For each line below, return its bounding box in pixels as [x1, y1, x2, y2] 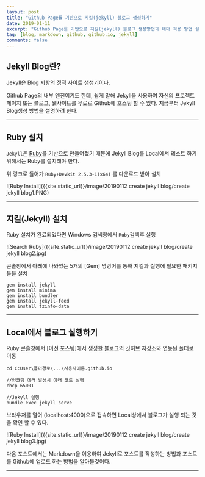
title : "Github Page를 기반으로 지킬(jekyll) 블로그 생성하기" [6, 15, 153, 21]
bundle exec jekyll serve [6, 400, 72, 406]
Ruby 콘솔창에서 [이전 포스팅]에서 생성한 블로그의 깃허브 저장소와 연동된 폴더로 [6, 345, 194, 352]
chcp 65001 [6, 382, 34, 389]
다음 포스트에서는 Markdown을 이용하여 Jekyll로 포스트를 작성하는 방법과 [6, 450, 181, 457]
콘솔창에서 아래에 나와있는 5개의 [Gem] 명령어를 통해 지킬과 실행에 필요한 [6, 262, 182, 270]
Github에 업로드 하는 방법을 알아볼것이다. [12, 458, 111, 465]
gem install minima [6, 287, 56, 293]
